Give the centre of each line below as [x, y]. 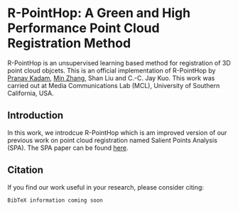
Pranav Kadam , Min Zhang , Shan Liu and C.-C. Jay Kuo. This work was [111, 78]
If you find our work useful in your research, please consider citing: [106, 187]
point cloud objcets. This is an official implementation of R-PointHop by [112, 70]
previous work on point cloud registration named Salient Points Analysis [113, 140]
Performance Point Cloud [83, 28]
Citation [26, 170]
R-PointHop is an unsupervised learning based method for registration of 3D [119, 63]
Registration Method [69, 43]
